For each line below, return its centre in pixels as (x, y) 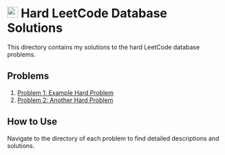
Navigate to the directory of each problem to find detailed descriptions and (113, 138)
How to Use (32, 122)
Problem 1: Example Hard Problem (65, 92)
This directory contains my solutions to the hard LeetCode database (104, 47)
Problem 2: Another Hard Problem (65, 100)
